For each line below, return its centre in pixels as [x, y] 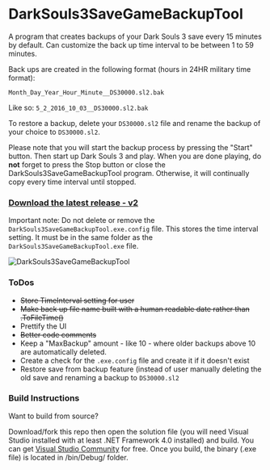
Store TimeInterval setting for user [77, 300]
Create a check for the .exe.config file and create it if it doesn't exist [135, 360]
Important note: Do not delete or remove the [82, 220]
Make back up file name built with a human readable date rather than [135, 308]
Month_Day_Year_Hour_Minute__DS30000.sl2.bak [86, 92]
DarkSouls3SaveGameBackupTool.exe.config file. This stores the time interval [133, 229]
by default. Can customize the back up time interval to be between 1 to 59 [131, 44]
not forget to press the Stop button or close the [87, 164]
